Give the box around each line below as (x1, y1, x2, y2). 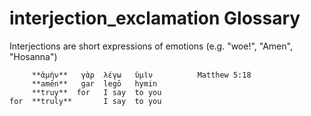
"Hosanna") (9, 50, 58, 62)
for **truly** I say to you (9, 96, 162, 106)
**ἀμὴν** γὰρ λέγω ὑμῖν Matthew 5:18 (31, 70, 252, 80)
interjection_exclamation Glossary (9, 7, 301, 30)
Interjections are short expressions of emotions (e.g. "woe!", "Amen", (9, 40, 293, 52)
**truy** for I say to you (31, 87, 162, 97)
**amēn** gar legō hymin (31, 78, 158, 89)
